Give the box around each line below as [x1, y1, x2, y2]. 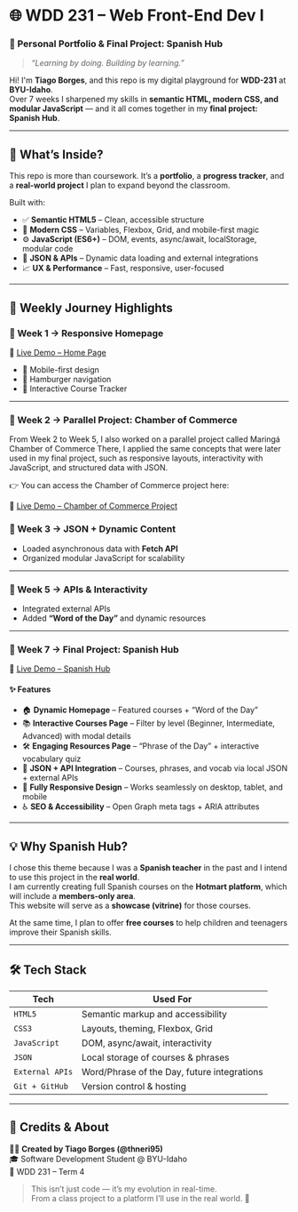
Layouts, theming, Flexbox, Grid [81, 1023, 213, 1034]
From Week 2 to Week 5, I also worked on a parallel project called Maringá [9, 434, 281, 445]
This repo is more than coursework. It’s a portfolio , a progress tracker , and [9, 171, 285, 181]
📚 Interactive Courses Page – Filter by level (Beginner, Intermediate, [21, 718, 275, 729]
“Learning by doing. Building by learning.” [30, 58, 184, 68]
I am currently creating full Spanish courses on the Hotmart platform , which [9, 881, 287, 892]
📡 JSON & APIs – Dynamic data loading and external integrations [21, 253, 259, 263]
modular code [21, 244, 74, 254]
